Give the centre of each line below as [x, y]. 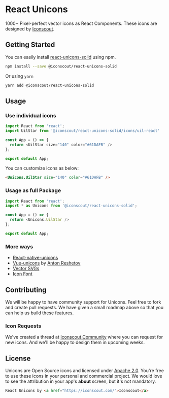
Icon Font [23, 274]
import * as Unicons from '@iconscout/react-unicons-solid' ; [71, 206]
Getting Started [30, 45]
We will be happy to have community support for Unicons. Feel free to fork [83, 302]
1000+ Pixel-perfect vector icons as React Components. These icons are [81, 23]
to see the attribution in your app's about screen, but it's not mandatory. [81, 381]
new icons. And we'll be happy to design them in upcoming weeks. [75, 342]
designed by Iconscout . [30, 28]
